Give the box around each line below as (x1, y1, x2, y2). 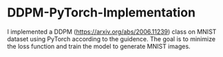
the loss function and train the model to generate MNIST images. (7, 42, 191, 50)
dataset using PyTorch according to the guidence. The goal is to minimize (7, 34, 215, 43)
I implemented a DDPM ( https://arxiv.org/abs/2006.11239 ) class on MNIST (7, 27, 217, 36)
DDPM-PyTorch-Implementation (7, 5, 196, 21)
